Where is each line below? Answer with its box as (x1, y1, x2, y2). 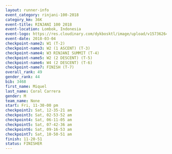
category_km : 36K (5, 17, 42, 22)
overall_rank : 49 (5, 70, 42, 75)
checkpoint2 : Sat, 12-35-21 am (5, 108, 72, 113)
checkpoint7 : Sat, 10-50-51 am (5, 131, 72, 137)
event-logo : (5, 31, 31, 36)
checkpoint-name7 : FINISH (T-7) (5, 65, 74, 70)
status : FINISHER (5, 141, 42, 146)
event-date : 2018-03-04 (5, 36, 56, 42)
